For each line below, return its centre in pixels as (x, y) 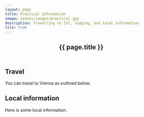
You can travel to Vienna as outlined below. (48, 83)
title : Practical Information (36, 14)
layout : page (18, 9)
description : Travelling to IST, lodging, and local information (72, 23)
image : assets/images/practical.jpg (42, 18)
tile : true (16, 28)
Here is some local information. (36, 110)
